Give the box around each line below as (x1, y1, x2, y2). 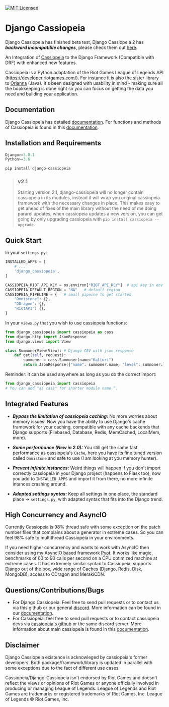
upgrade (17, 223, 34, 228)
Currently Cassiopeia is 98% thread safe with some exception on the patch (5, 524, 161, 530)
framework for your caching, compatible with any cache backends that (12, 424, 159, 430)
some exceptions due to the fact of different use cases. (5, 665, 120, 671)
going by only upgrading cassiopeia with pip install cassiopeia (17, 216, 152, 222)
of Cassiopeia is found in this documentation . (5, 124, 99, 130)
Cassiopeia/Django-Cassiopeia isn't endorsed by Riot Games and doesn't (5, 675, 157, 681)
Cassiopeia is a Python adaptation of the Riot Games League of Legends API (5, 69, 164, 75)
